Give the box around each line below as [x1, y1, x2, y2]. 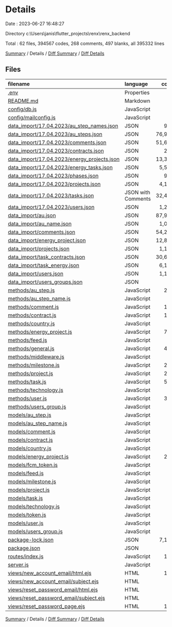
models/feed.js [8, 469, 44, 477]
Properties [124, 89, 150, 96]
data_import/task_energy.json [8, 262, 79, 269]
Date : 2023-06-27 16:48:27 [5, 20, 64, 27]
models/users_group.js [8, 528, 63, 535]
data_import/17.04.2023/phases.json [8, 172, 99, 179]
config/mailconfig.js [8, 114, 56, 121]
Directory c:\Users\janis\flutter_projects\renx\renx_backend [5, 30, 131, 36]
